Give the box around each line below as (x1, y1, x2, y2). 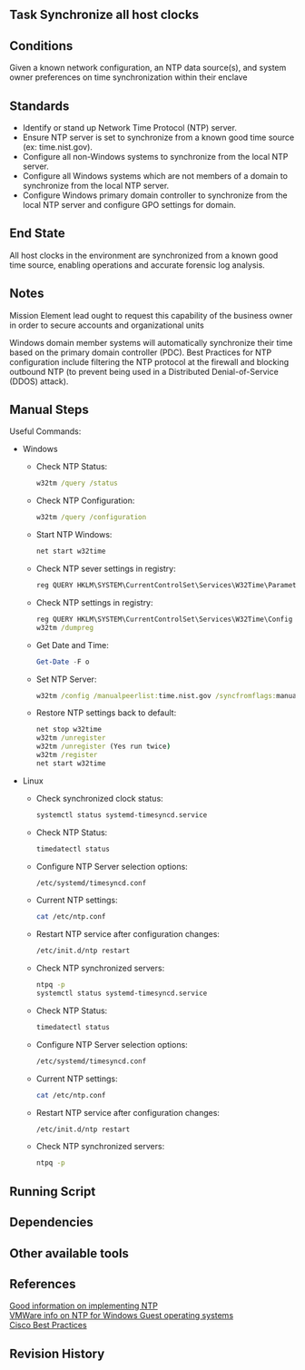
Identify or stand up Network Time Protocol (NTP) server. (22, 123, 238, 133)
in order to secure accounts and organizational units (9, 320, 204, 330)
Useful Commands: (9, 426, 82, 437)
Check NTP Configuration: (35, 495, 135, 507)
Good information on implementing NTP (9, 1300, 159, 1311)
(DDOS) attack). (9, 376, 69, 387)
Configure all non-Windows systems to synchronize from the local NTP (22, 152, 289, 163)
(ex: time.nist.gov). (22, 142, 93, 153)
